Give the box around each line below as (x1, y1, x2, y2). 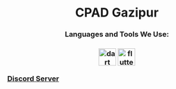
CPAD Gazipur (75, 5, 159, 21)
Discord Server (7, 74, 59, 83)
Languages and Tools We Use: (65, 30, 169, 39)
